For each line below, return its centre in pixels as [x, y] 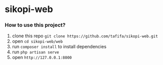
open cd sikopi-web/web [37, 41]
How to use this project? [35, 25]
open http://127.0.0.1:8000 [42, 57]
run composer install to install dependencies [59, 47]
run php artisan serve [35, 52]
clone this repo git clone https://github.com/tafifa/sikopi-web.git [85, 36]
